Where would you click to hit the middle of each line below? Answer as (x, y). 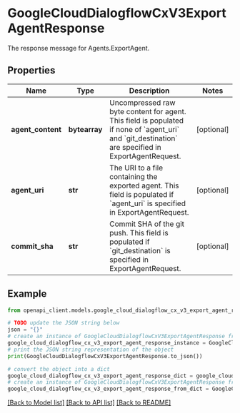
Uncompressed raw (142, 103)
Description (149, 91)
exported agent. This (144, 185)
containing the (134, 176)
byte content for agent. (148, 111)
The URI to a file (136, 168)
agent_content (36, 129)
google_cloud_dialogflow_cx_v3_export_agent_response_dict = (100, 376)
